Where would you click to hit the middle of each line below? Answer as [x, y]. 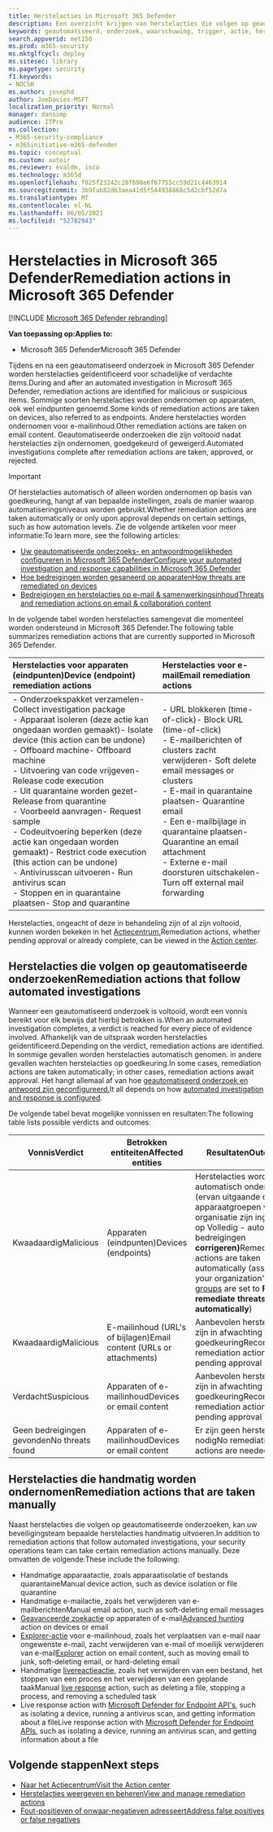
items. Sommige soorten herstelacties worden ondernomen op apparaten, [132, 400]
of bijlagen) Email [139, 1337]
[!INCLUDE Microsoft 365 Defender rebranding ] [88, 318]
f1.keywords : [30, 77]
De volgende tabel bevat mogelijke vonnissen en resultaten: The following [131, 1114]
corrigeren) [217, 1248]
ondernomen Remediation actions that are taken [132, 1492]
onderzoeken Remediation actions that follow [125, 979]
